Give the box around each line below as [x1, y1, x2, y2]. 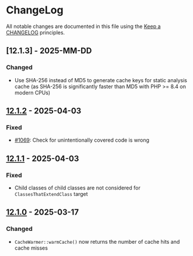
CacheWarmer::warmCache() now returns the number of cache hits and [14, 238, 180, 245]
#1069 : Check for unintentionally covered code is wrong [14, 136, 150, 143]
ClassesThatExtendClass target [14, 191, 89, 197]
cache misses [14, 244, 48, 251]
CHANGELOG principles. [6, 29, 65, 36]
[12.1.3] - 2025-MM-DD [6, 46, 92, 56]
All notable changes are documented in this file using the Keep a [6, 23, 161, 30]
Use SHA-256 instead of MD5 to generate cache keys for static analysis [14, 76, 188, 83]
